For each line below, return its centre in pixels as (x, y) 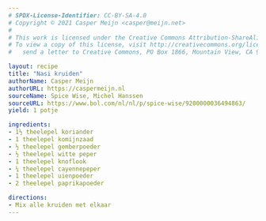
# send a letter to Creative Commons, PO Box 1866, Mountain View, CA (131, 52)
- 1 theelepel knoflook (47, 161)
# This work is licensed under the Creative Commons (97, 37)
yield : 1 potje (33, 110)
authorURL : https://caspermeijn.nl (67, 88)
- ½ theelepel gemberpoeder (55, 147)
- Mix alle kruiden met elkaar (60, 205)
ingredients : (30, 125)
